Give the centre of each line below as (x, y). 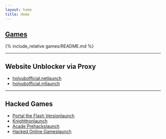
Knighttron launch (30, 121)
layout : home (19, 10)
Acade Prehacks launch (36, 126)
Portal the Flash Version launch (43, 116)
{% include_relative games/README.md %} (49, 46)
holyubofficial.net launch (37, 78)
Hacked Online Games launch (42, 131)
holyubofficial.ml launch (36, 84)
